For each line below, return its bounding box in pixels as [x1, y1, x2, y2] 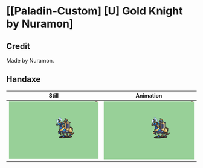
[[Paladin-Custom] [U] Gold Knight [6, 4, 183, 18]
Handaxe [6, 74, 41, 85]
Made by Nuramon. [6, 57, 54, 64]
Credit [6, 41, 30, 51]
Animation [135, 92, 163, 99]
